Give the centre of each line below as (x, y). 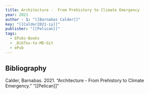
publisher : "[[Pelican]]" (33, 29)
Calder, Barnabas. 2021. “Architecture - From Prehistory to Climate (75, 81)
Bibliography (26, 68)
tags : (11, 34)
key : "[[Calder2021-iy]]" (33, 24)
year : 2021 (17, 15)
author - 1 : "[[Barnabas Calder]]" (43, 19)
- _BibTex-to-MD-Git (32, 43)
